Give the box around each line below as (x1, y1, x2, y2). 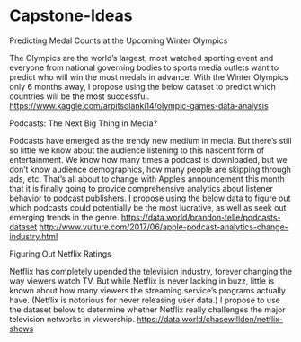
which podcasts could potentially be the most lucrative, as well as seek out (9, 202, 287, 212)
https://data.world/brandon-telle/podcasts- (120, 211, 281, 222)
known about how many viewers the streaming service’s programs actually (9, 284, 286, 295)
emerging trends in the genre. (9, 211, 120, 222)
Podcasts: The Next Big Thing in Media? (9, 118, 158, 129)
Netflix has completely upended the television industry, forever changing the (9, 265, 293, 276)
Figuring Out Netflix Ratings (9, 248, 112, 259)
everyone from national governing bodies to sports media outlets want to (9, 62, 279, 73)
